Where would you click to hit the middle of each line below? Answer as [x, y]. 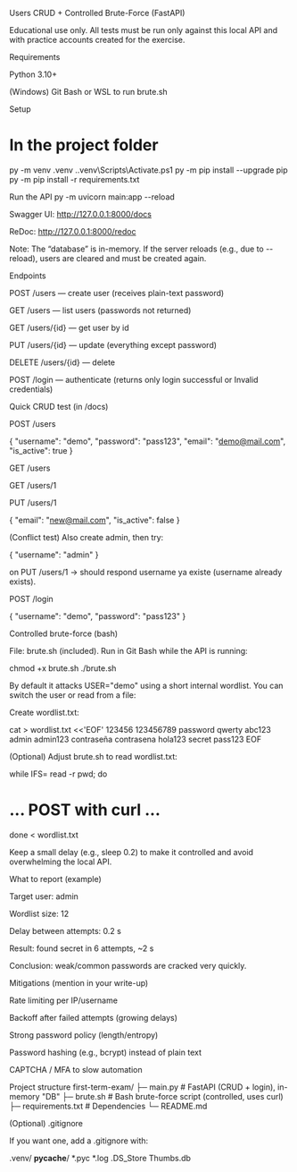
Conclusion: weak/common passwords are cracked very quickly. [128, 965]
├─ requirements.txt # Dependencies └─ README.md [108, 1106]
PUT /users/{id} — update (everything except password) [113, 344]
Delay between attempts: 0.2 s [66, 930]
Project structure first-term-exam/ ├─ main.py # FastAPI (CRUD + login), [143, 1087]
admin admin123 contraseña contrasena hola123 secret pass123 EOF [135, 739]
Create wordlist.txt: [45, 712]
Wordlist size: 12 [39, 913]
